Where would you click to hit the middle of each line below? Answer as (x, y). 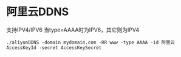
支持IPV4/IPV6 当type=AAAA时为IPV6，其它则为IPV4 (73, 30)
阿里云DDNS (38, 12)
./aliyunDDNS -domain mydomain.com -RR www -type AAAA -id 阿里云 (90, 42)
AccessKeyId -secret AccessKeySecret (54, 48)
